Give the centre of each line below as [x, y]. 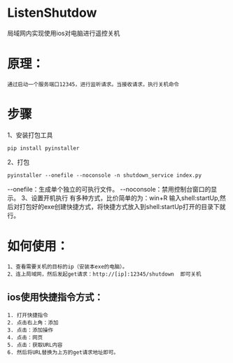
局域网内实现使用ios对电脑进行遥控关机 [64, 33]
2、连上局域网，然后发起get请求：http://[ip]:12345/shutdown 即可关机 [104, 274]
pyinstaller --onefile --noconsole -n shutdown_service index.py [104, 175]
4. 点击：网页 [25, 337]
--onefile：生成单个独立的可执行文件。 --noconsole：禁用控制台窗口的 [109, 189]
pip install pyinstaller [43, 148]
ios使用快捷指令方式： [55, 298]
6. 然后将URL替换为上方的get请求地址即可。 [63, 352]
